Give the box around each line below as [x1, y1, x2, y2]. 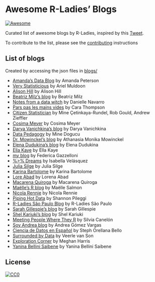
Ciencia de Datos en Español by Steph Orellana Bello [12, 227, 122, 233]
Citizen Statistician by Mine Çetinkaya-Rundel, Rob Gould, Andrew [12, 109, 150, 115]
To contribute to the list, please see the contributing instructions [5, 39, 138, 46]
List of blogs [5, 54, 45, 63]
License [5, 258, 31, 266]
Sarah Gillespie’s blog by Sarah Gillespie [12, 205, 96, 212]
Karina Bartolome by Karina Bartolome [12, 168, 92, 174]
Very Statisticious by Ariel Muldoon [12, 83, 86, 89]
